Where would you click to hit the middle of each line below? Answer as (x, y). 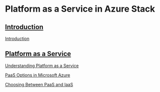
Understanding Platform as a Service (42, 65)
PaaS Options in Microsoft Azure (38, 75)
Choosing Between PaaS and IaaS (39, 84)
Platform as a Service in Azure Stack (80, 9)
